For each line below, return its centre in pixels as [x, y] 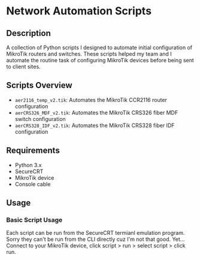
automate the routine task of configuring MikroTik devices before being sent [100, 60]
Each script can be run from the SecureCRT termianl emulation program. [96, 233]
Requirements [33, 151]
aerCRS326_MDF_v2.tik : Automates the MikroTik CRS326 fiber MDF [96, 113]
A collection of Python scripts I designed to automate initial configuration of [99, 47]
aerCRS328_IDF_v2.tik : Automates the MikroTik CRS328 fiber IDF [95, 125]
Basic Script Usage [34, 220]
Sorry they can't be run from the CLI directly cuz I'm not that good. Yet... [96, 239]
